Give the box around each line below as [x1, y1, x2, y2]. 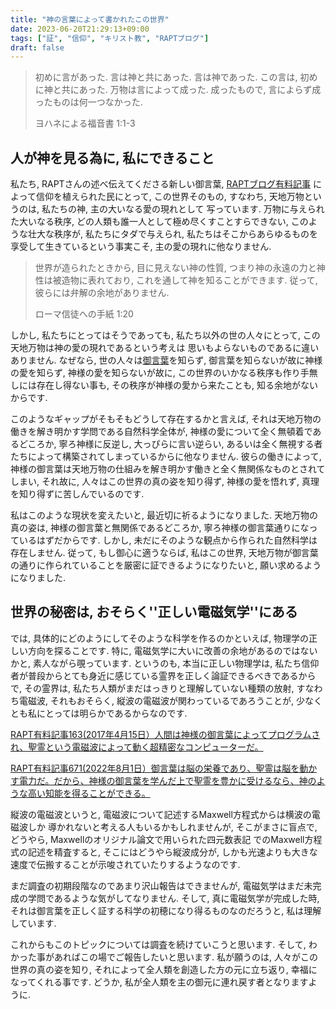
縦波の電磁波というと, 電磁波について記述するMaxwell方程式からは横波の [10, 808, 312, 820]
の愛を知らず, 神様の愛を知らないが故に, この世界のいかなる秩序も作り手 [10, 367, 310, 379]
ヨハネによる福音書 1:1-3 [34, 117, 136, 130]
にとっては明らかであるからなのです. [36, 707, 188, 719]
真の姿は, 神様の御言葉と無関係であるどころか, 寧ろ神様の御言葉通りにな [10, 522, 310, 534]
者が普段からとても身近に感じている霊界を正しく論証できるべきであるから [10, 669, 317, 681]
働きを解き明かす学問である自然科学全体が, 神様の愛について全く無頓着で [10, 426, 313, 438]
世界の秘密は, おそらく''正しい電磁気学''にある [10, 604, 298, 621]
